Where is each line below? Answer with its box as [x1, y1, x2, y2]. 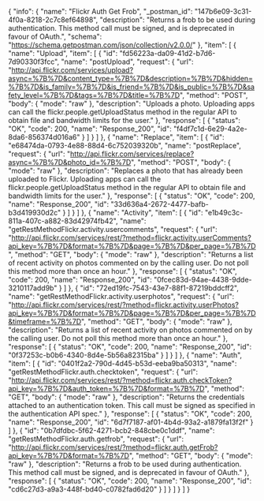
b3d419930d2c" [8, 208, 61, 217]
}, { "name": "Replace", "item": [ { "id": [100, 133, 225, 141]
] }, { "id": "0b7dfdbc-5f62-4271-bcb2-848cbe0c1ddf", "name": [8, 426, 215, 435]
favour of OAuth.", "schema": [8, 32, 102, 41]
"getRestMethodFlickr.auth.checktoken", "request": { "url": [8, 367, 199, 376]
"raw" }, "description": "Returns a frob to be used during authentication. [8, 459, 242, 469]
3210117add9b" [8, 283, 58, 293]
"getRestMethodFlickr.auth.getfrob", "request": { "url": [8, 434, 184, 443]
